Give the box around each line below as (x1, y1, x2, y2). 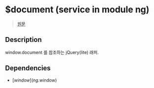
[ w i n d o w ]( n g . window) (12, 77, 57, 83)
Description (5, 36, 42, 44)
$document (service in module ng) (5, 4, 150, 15)
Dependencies (5, 64, 51, 73)
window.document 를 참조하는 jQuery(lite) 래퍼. (5, 49, 99, 55)
